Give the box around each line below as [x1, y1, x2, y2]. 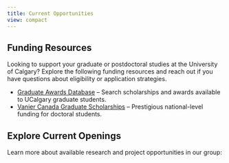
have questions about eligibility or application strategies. [7, 75, 167, 83]
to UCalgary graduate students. [17, 96, 107, 104]
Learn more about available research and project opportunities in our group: [7, 149, 222, 157]
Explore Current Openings [7, 130, 122, 142]
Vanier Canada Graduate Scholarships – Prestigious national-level [17, 102, 204, 111]
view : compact [7, 17, 48, 23]
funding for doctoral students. [17, 110, 102, 118]
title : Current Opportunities [7, 10, 94, 17]
